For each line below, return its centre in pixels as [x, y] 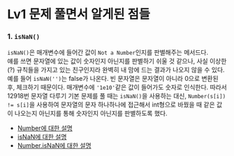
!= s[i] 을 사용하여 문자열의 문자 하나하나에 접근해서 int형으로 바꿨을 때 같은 [111, 104]
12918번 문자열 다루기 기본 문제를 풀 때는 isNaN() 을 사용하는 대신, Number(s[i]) [117, 96]
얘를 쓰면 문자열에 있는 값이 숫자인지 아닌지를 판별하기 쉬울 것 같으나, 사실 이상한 [117, 61]
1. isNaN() [24, 37]
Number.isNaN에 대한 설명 [54, 146]
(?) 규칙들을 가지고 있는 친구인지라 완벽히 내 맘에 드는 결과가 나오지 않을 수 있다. [116, 70]
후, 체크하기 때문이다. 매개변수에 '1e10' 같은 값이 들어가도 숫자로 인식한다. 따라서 [117, 87]
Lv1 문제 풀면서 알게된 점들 [79, 14]
